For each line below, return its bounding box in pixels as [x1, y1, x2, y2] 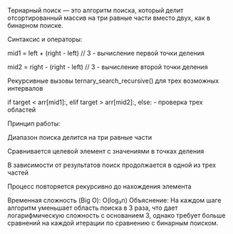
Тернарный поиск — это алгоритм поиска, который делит [7, 6, 184, 14]
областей [7, 106, 36, 113]
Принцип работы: [7, 119, 61, 128]
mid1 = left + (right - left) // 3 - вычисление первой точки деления [7, 49, 204, 57]
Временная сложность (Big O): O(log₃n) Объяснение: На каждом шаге [7, 196, 222, 204]
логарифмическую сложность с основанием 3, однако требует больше [7, 211, 226, 220]
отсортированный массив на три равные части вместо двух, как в [7, 14, 211, 22]
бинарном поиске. [7, 21, 63, 29]
